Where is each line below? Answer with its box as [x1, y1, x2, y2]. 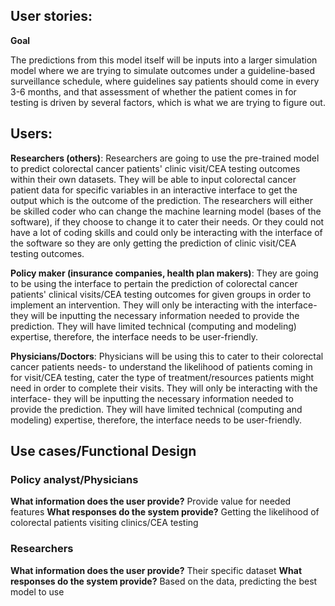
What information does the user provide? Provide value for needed [10, 495, 292, 508]
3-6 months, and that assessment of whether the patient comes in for [10, 85, 297, 98]
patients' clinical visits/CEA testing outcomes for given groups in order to [10, 288, 312, 300]
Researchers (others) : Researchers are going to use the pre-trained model [10, 152, 320, 164]
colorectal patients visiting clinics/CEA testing [10, 517, 199, 529]
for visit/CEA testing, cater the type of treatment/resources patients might [10, 371, 315, 383]
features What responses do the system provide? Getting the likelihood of [10, 506, 320, 518]
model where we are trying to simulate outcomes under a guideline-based [10, 64, 315, 76]
